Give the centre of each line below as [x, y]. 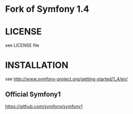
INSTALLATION [37, 65]
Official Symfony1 [33, 95]
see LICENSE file [22, 45]
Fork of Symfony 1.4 [47, 9]
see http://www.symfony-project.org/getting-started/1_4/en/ [66, 79]
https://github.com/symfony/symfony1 [44, 106]
